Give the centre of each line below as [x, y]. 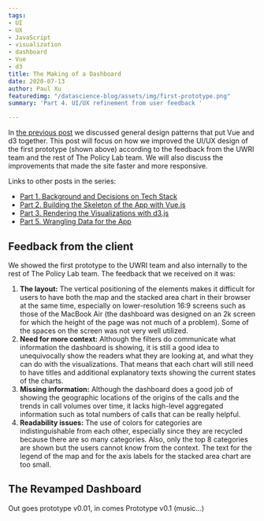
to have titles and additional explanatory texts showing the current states [138, 372]
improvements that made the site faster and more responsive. [108, 166]
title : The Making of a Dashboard [65, 74]
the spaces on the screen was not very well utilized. [104, 331]
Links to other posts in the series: [62, 181]
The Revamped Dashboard [75, 489]
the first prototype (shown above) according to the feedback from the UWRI [131, 150]
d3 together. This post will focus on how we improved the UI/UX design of [128, 141]
